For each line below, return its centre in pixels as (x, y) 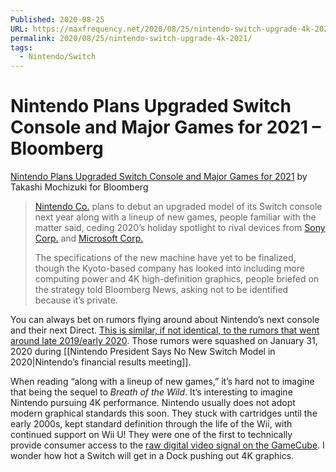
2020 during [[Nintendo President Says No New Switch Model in (143, 352)
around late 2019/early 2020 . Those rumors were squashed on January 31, (164, 341)
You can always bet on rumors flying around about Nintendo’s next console (165, 320)
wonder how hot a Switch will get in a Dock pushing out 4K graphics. (152, 456)
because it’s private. (76, 300)
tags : (21, 47)
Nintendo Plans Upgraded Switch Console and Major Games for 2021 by (159, 177)
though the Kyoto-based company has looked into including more (170, 268)
